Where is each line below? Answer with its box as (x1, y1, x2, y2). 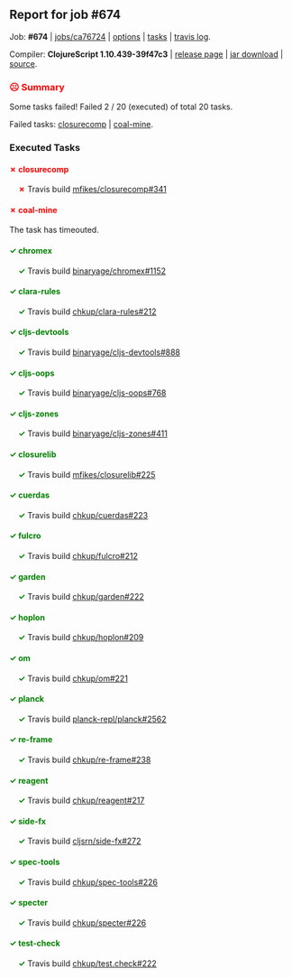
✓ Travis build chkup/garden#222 (17, 591, 144, 602)
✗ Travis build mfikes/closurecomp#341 (17, 184, 167, 195)
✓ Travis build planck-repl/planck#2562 (17, 713, 167, 724)
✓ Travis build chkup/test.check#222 (17, 958, 158, 969)
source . (9, 58, 38, 69)
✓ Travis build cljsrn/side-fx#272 (17, 835, 141, 847)
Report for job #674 (9, 7, 122, 23)
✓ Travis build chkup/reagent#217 (17, 795, 145, 806)
